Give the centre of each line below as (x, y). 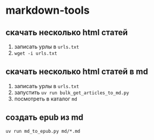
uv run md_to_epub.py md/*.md (43, 131)
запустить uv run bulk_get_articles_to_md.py (71, 92)
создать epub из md (45, 118)
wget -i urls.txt (36, 54)
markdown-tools (48, 10)
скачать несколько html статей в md (77, 72)
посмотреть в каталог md (46, 98)
